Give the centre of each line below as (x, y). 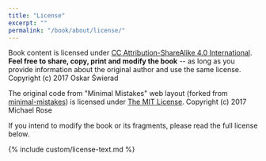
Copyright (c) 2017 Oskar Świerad (63, 78)
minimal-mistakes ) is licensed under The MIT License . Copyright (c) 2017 (127, 102)
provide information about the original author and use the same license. (125, 70)
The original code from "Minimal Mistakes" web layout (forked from (118, 94)
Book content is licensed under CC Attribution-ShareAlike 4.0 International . (130, 53)
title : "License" (37, 15)
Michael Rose (30, 110)
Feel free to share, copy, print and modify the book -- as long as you (122, 61)
